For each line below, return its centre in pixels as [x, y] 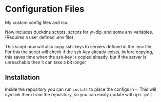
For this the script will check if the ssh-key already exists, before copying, [79, 52]
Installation [22, 77]
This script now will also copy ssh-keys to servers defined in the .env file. [79, 46]
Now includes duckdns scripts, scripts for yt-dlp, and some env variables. [79, 32]
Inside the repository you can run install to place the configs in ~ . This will [80, 89]
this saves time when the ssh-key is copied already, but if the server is [76, 57]
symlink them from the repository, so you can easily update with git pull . [79, 94]
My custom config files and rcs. [37, 22]
